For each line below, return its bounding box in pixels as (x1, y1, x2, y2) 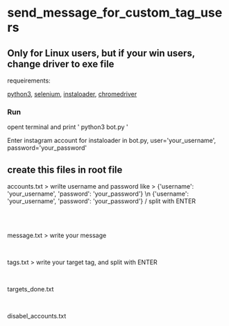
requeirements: (7, 76, 51, 85)
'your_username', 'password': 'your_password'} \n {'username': (7, 189, 189, 198)
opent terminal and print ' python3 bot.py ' (7, 123, 128, 131)
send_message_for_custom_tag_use (7, 5, 223, 21)
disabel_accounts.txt (7, 312, 67, 320)
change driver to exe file (7, 58, 114, 70)
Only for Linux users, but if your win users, (7, 47, 196, 59)
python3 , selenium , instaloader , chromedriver (7, 90, 137, 98)
